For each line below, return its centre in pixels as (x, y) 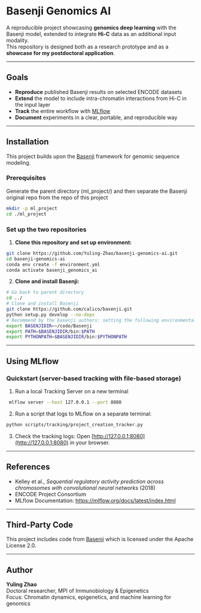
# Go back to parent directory (45, 292)
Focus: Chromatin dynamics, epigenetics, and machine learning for (89, 597)
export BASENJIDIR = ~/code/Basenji (49, 326)
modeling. (19, 162)
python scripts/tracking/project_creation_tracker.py (75, 424)
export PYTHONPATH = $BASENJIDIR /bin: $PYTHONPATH (67, 337)
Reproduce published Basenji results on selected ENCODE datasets (98, 92)
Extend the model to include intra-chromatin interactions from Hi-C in (100, 98)
